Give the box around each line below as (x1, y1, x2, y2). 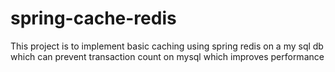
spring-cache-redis (10, 7, 177, 30)
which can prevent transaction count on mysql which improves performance (10, 50, 325, 62)
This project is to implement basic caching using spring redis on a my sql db (10, 40, 324, 52)
